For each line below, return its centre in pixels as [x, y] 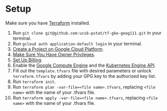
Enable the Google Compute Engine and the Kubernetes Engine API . [84, 65]
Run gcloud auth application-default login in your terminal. [77, 43]
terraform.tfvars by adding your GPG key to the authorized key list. [84, 76]
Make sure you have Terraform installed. [48, 23]
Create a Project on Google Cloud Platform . [58, 49]
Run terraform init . [34, 81]
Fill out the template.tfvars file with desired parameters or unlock [82, 71]
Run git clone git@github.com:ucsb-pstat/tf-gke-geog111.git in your [87, 33]
